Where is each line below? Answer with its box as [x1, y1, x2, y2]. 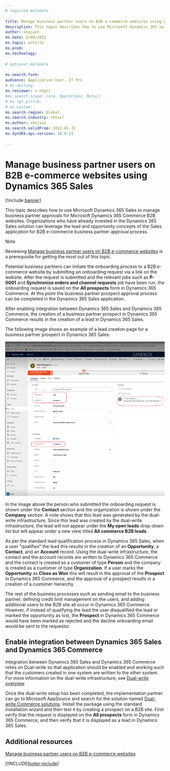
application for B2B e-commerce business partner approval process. [5, 228, 148, 235]
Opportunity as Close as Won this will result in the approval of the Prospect [5, 570, 164, 576]
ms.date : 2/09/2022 [5, 35, 47, 40]
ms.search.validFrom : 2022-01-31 [5, 126, 76, 131]
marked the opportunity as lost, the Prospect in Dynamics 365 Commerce [5, 612, 160, 618]
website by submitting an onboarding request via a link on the [28, 268, 157, 275]
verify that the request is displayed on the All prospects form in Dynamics [5, 712, 160, 718]
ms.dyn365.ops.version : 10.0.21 [5, 131, 73, 136]
